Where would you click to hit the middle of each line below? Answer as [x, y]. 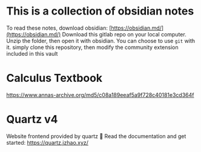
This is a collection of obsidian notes [100, 11]
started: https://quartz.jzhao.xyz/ [48, 142]
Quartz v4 [32, 120]
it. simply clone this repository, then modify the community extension [92, 47]
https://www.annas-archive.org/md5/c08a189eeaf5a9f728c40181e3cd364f [100, 94]
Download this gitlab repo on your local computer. [124, 34]
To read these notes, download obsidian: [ [59, 28]
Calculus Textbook [54, 78]
